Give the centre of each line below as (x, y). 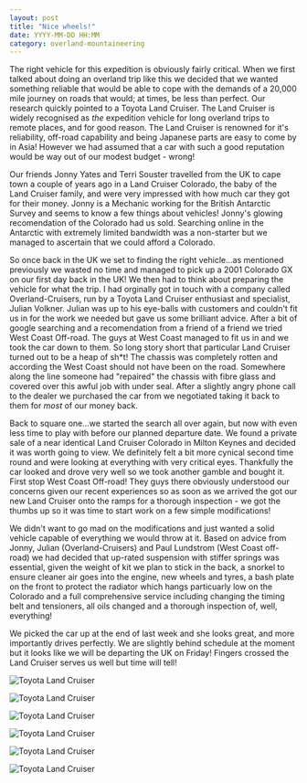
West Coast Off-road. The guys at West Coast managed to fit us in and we (149, 338)
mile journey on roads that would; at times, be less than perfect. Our (138, 99)
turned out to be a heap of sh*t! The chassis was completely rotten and (144, 357)
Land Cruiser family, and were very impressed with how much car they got (150, 194)
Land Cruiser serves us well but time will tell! (93, 662)
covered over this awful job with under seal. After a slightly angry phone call (153, 386)
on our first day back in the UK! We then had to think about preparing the (147, 280)
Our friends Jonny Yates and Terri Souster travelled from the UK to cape (145, 175)
